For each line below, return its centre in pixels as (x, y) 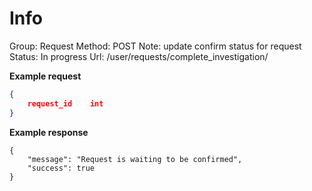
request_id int (65, 103)
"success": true (61, 168)
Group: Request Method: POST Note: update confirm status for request (155, 46)
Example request (45, 76)
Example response (49, 132)
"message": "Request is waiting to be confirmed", (135, 159)
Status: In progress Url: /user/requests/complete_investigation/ (139, 56)
